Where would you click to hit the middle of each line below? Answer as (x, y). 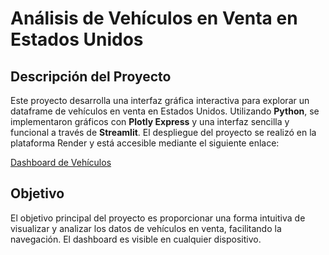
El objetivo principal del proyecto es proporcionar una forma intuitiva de (158, 218)
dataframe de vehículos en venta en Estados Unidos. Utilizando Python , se (165, 111)
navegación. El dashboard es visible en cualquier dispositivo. (136, 239)
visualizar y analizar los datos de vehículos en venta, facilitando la (146, 228)
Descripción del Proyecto (91, 76)
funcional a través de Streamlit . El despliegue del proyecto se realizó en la (163, 132)
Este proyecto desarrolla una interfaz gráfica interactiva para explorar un (160, 100)
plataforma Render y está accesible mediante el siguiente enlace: (145, 143)
